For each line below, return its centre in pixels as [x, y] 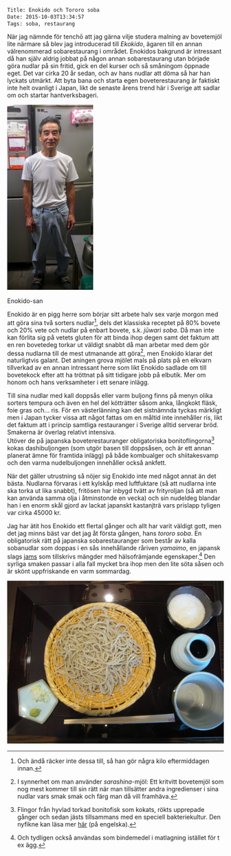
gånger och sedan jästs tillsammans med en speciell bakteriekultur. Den [119, 817]
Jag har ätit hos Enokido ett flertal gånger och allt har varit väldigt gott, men [114, 525]
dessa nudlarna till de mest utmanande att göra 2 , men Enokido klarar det [110, 353]
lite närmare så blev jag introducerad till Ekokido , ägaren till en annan [105, 44]
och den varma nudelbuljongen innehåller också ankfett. [87, 462]
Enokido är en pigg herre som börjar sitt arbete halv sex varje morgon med [113, 314]
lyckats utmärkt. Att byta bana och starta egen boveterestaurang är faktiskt [113, 81]
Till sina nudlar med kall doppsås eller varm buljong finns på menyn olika [110, 396]
